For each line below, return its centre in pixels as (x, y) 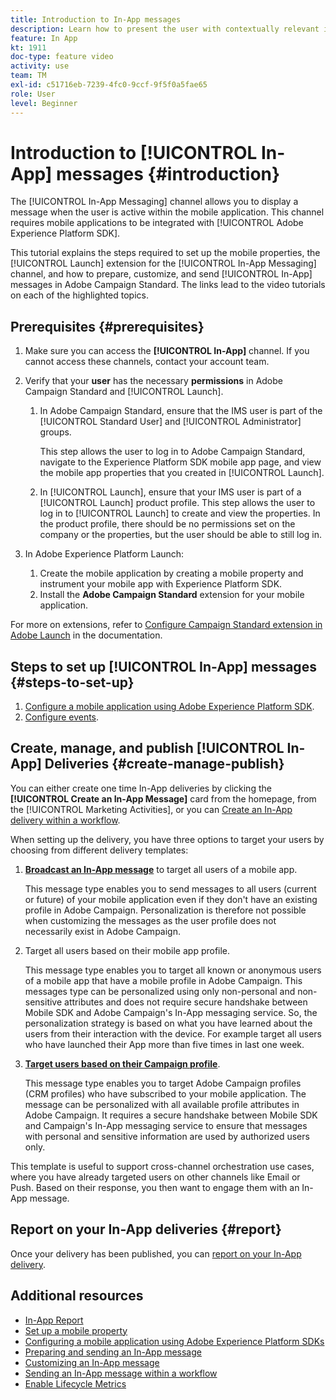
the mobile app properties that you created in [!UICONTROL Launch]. (182, 473)
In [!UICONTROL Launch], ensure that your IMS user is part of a (170, 492)
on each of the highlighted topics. (79, 295)
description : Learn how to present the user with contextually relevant (165, 29)
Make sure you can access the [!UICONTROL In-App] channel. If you (167, 351)
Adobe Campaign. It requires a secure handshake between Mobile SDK (171, 1115)
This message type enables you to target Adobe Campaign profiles (163, 1083)
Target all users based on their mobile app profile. (127, 950)
